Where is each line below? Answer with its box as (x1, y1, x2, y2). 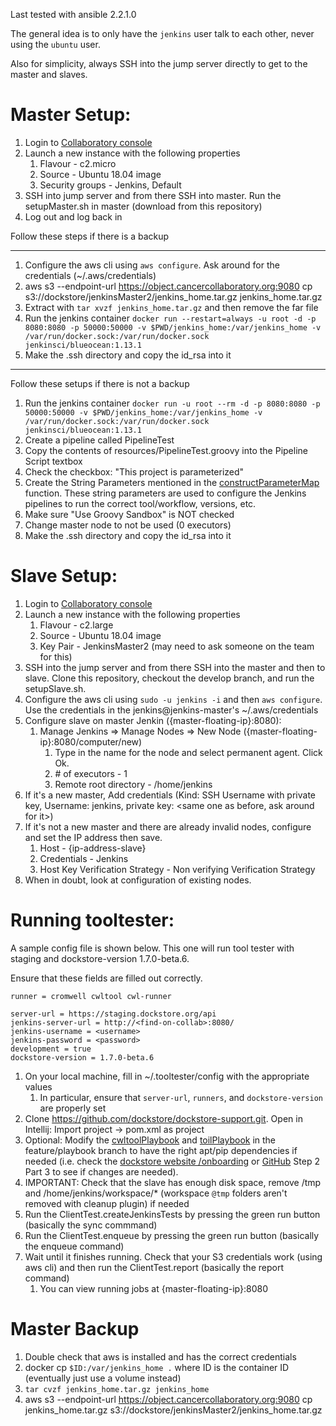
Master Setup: (10, 104, 132, 126)
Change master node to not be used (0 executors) (24, 519, 232, 531)
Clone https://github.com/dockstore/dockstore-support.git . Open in (24, 1112, 303, 1124)
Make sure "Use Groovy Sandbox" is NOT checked (24, 508, 235, 520)
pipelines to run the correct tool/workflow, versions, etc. (24, 497, 257, 509)
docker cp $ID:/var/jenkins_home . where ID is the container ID (24, 1361, 290, 1373)
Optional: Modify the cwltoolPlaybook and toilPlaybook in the (24, 1134, 277, 1146)
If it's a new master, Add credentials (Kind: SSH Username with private (24, 789, 317, 801)
